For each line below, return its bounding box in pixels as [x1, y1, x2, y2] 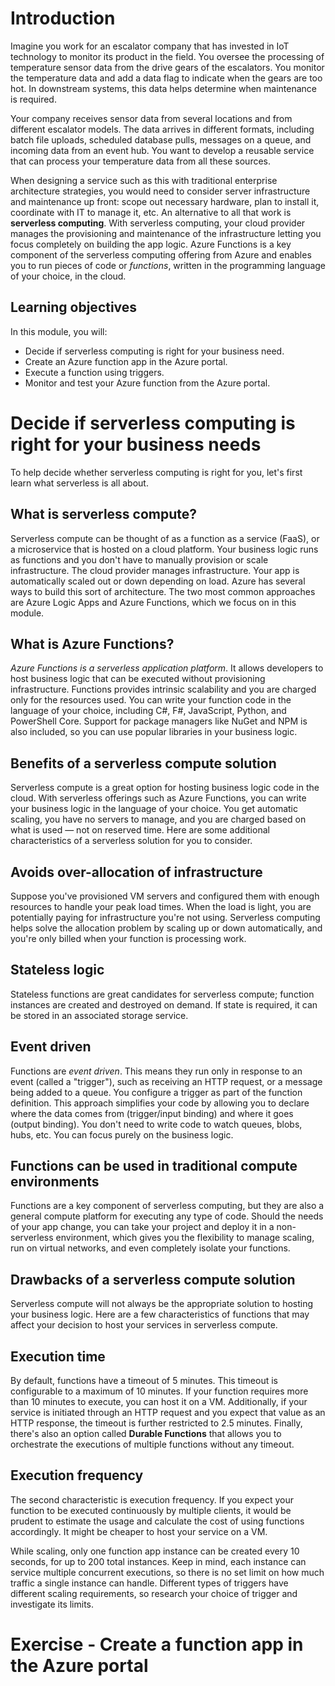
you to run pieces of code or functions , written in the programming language [10, 259, 327, 271]
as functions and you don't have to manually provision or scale [10, 553, 269, 566]
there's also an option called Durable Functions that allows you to [10, 1428, 282, 1439]
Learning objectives [10, 299, 138, 316]
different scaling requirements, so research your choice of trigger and [10, 1587, 298, 1599]
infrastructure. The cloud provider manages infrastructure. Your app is [10, 564, 300, 576]
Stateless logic [10, 962, 105, 979]
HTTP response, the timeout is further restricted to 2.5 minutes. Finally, [10, 1417, 303, 1429]
